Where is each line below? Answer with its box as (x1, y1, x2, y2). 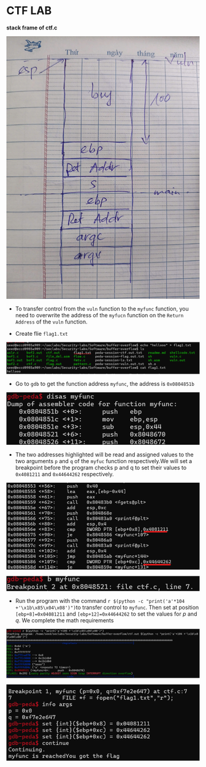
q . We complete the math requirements (15, 616, 114, 624)
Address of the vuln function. (15, 318, 88, 325)
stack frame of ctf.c (6, 24, 58, 31)
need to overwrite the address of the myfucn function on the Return (15, 312, 184, 319)
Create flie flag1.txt (15, 330, 69, 338)
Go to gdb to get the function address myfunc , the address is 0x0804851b (15, 380, 195, 387)
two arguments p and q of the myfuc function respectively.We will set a (15, 457, 193, 464)
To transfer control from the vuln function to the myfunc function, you (15, 305, 189, 312)
